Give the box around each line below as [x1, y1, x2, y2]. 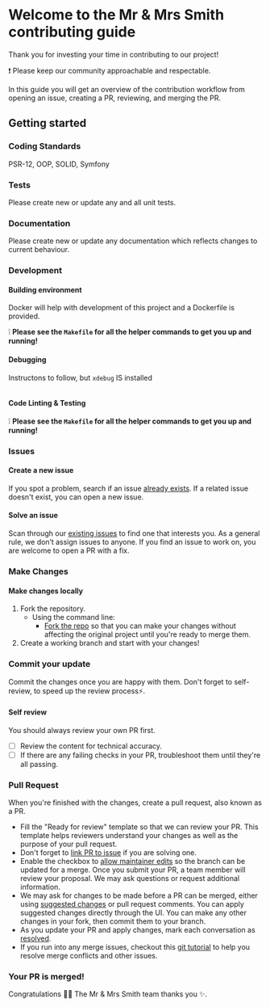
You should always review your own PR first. [8, 725, 156, 735]
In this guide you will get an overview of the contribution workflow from [8, 84, 246, 94]
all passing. [19, 759, 59, 769]
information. [19, 883, 60, 892]
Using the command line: [31, 613, 115, 622]
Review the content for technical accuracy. [19, 741, 163, 751]
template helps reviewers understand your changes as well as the [19, 831, 239, 841]
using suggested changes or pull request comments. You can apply [19, 900, 244, 909]
